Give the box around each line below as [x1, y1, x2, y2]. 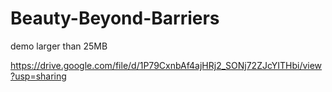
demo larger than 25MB [10, 40, 108, 52]
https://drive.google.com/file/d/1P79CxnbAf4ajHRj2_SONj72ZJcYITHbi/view [10, 59, 323, 71]
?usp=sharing [10, 70, 67, 82]
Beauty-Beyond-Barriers [10, 7, 220, 30]
